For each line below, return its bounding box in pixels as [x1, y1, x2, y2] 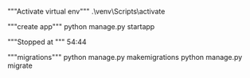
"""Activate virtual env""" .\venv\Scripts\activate [7, 7, 166, 16]
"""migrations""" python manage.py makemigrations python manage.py [7, 53, 243, 61]
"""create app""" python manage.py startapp [7, 22, 155, 31]
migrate [7, 61, 33, 70]
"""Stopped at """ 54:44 [7, 37, 87, 46]
